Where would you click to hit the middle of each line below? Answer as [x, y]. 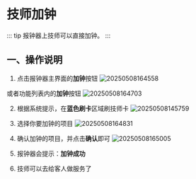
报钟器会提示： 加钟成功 [51, 154]
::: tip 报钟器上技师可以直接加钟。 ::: [59, 35]
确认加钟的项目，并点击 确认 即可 [63, 138]
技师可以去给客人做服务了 [54, 168]
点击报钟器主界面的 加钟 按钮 [57, 78]
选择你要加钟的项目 [45, 123]
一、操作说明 [35, 60]
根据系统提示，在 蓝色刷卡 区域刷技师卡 [73, 108]
